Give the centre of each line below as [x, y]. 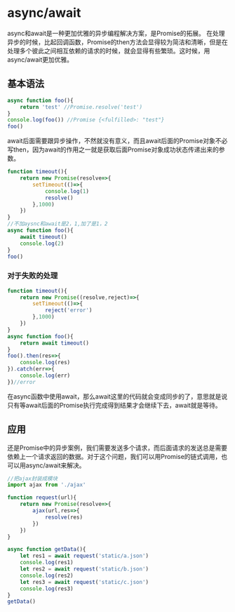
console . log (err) [45, 376]
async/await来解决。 [55, 465]
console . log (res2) [47, 576]
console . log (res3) [47, 588]
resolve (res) [63, 517]
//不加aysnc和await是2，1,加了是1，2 [58, 224]
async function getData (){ [47, 550]
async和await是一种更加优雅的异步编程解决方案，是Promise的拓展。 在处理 [116, 33]
